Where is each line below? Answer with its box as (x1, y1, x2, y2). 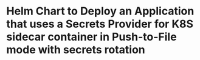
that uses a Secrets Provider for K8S (6, 17, 193, 31)
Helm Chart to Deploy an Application (6, 4, 195, 18)
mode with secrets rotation (6, 43, 146, 57)
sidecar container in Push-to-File (6, 30, 178, 44)
